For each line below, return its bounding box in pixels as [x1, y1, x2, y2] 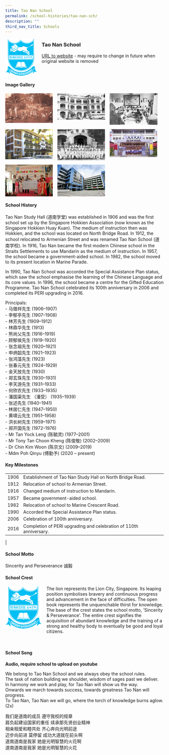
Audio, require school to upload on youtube [5, 661, 98, 667]
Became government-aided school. [23, 495, 97, 501]
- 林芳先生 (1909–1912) [5, 318, 52, 324]
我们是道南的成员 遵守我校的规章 [5, 713, 73, 719]
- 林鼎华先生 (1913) [5, 324, 44, 330]
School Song [5, 650, 33, 655]
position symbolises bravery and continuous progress [46, 591, 158, 597]
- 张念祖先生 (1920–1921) [5, 343, 56, 349]
